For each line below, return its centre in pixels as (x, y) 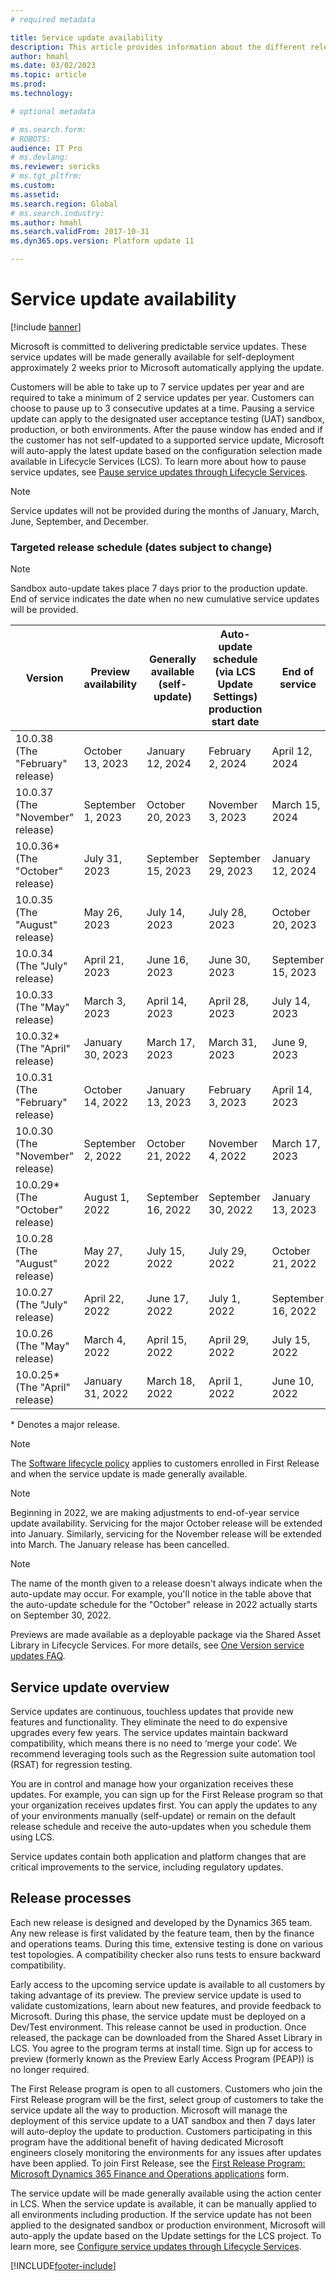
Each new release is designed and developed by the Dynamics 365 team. (161, 1922)
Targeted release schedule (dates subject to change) (141, 547)
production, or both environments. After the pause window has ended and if (166, 429)
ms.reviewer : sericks (55, 167)
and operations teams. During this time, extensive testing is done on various (167, 1943)
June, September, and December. (79, 521)
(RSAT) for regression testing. (71, 1765)
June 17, (167, 1299)
